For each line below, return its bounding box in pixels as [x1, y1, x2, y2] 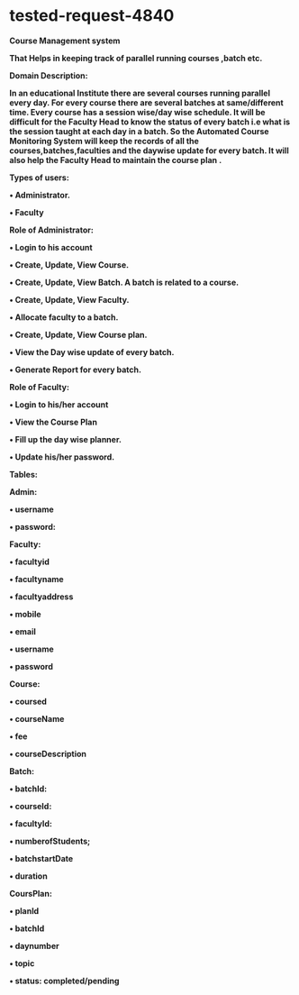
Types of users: [9, 172, 69, 183]
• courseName [9, 713, 65, 724]
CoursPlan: [9, 888, 52, 899]
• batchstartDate [9, 853, 74, 863]
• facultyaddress [9, 591, 74, 602]
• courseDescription [9, 748, 87, 759]
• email [9, 625, 36, 636]
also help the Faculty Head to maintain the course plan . [9, 154, 222, 165]
